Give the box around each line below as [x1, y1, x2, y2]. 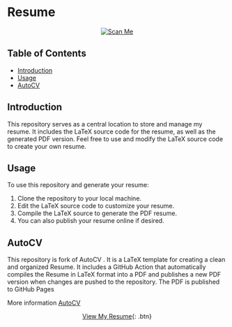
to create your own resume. [7, 142, 87, 150]
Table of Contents [7, 48, 87, 59]
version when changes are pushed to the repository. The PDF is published [7, 277, 220, 286]
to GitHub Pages [7, 285, 54, 293]
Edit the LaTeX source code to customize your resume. [17, 202, 175, 210]
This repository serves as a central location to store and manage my [7, 119, 203, 128]
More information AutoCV [7, 298, 81, 307]
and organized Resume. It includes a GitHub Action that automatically [7, 263, 206, 271]
